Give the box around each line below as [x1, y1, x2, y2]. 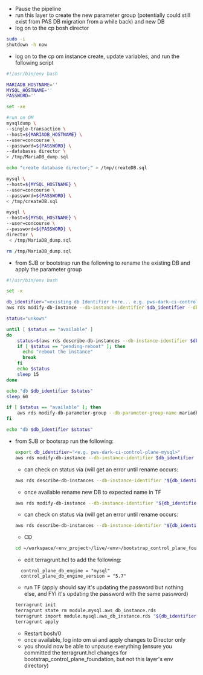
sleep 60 [6, 393, 28, 399]
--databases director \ [6, 148, 66, 155]
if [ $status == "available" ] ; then [6, 404, 101, 410]
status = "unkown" [6, 315, 47, 321]
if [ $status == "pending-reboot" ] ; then [17, 343, 126, 349]
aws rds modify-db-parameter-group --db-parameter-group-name [17, 410, 177, 416]
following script [14, 59, 54, 66]
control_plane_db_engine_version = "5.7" [21, 573, 127, 580]
